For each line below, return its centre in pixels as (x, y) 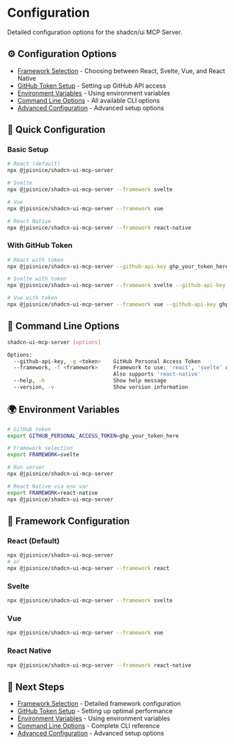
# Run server (26, 467)
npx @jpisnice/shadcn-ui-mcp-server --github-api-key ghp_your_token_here (118, 266)
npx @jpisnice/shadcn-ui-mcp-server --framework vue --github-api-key (112, 304)
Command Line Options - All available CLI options (88, 100)
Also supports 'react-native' (157, 374)
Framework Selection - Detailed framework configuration (99, 704)
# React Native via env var (48, 486)
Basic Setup (28, 150)
